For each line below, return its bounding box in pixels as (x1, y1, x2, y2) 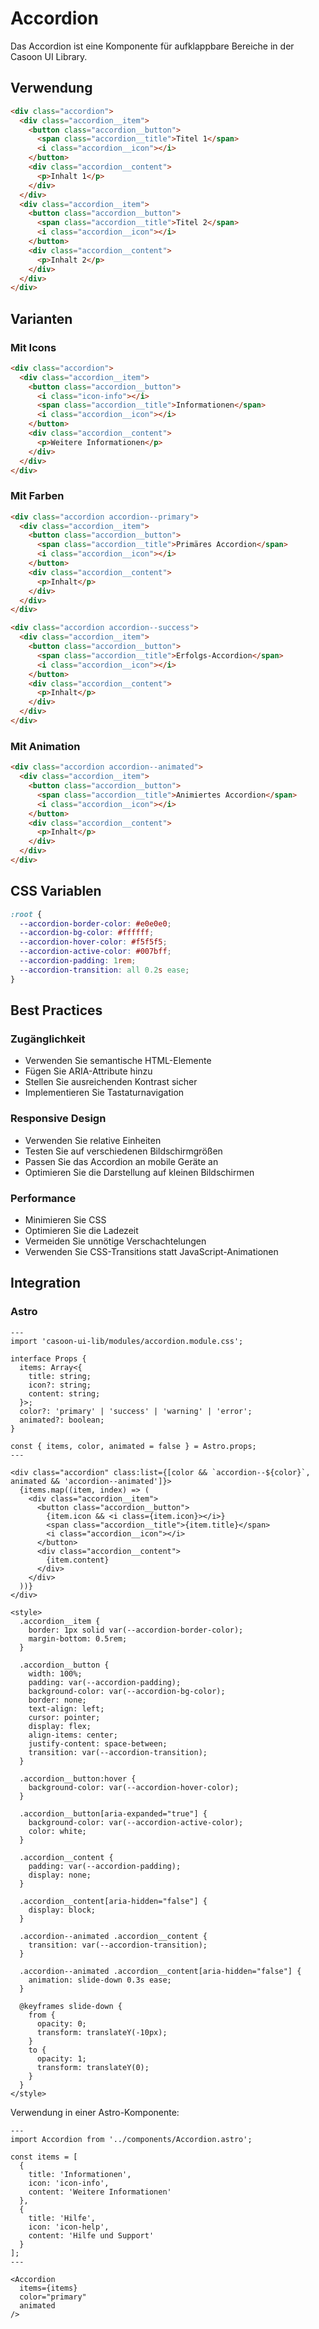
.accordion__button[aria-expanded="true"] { (19, 1808, 208, 1819)
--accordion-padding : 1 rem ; (19, 956, 137, 966)
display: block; (28, 1905, 97, 1915)
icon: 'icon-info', (28, 2178, 110, 2188)
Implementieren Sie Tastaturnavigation (24, 1087, 185, 1099)
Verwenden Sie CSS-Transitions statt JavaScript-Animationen (24, 1246, 279, 1257)
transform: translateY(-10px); (36, 2027, 168, 2037)
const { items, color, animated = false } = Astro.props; (10, 1441, 257, 1451)
